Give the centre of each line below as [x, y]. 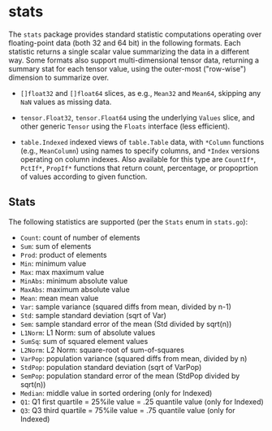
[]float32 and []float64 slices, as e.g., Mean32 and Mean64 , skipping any [140, 93]
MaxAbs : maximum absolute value [75, 289]
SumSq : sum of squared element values [84, 341]
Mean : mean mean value [59, 298]
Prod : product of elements [63, 255]
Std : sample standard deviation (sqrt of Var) [93, 315]
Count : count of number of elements [80, 237]
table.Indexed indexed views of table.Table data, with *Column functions [142, 141]
